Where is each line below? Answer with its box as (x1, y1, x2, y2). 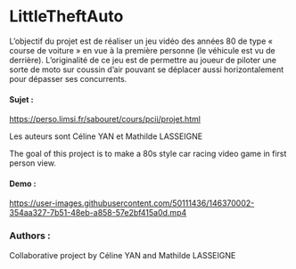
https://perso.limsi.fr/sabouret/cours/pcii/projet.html (9, 114, 201, 125)
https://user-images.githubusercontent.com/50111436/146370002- (9, 198, 255, 208)
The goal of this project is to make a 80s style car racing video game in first (9, 149, 287, 159)
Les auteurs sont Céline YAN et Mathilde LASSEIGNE (9, 131, 203, 142)
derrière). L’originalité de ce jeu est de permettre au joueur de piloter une (9, 54, 277, 65)
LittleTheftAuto (9, 6, 124, 27)
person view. (9, 158, 56, 168)
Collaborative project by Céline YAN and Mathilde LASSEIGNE (9, 249, 236, 260)
